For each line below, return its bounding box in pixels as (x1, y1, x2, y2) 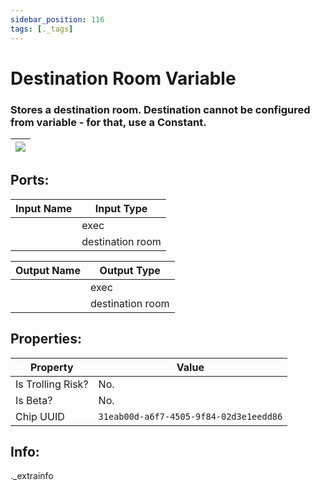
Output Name (15, 263, 81, 277)
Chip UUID (15, 409, 65, 423)
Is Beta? (15, 393, 53, 407)
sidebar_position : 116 (10, 14, 105, 25)
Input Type (94, 201, 148, 215)
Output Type (99, 263, 161, 277)
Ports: (10, 172, 50, 189)
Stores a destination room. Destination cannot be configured (10, 102, 311, 116)
